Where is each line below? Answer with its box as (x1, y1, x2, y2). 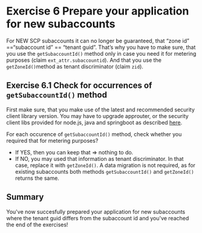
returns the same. (15, 174, 59, 182)
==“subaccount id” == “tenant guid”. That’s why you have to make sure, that (6, 44, 196, 51)
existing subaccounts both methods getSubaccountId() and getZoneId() (15, 168, 195, 175)
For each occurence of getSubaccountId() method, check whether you (6, 130, 182, 137)
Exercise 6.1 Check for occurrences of (6, 80, 152, 91)
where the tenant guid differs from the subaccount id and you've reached (6, 214, 189, 222)
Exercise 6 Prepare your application (6, 4, 189, 18)
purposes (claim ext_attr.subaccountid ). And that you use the (6, 56, 162, 64)
